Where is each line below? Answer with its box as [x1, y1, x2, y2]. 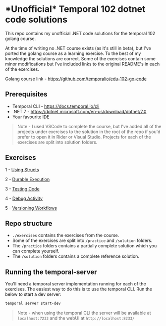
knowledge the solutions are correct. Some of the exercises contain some [5, 55, 156, 61]
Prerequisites [5, 90, 48, 98]
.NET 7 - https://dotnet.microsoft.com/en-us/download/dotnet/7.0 [12, 108, 147, 114]
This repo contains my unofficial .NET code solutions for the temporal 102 [5, 30, 156, 36]
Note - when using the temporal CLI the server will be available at [17, 310, 151, 316]
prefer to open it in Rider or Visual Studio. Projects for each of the [17, 134, 151, 140]
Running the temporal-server [5, 268, 97, 276]
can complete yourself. [12, 248, 59, 254]
